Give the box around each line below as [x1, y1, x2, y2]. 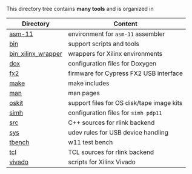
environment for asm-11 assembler [68, 30, 165, 38]
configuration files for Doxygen [68, 59, 156, 67]
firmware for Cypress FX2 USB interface [68, 69, 184, 78]
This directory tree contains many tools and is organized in [6, 5, 154, 12]
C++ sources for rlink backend [68, 118, 155, 127]
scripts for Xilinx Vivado [68, 158, 136, 166]
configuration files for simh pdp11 [68, 109, 162, 117]
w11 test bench [68, 138, 113, 146]
